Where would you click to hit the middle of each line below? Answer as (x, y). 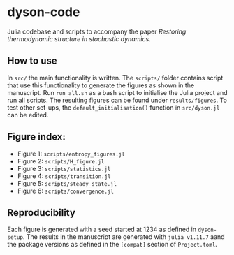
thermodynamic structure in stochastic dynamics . (79, 38)
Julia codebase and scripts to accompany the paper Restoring (97, 31)
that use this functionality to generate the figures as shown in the (101, 85)
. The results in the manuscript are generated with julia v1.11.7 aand (124, 237)
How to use (32, 61)
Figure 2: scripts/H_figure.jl (61, 161)
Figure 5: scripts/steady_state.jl (67, 183)
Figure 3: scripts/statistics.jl (64, 168)
